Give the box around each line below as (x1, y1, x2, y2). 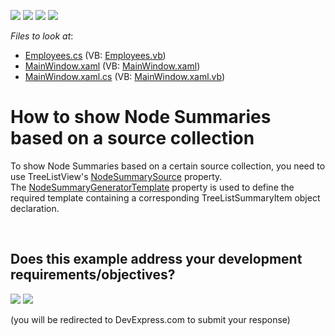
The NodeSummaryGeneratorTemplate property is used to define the (10, 181, 295, 193)
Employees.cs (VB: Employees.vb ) (24, 50, 167, 61)
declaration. (10, 202, 60, 214)
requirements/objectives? (10, 266, 176, 284)
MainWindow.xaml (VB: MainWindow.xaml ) (24, 60, 201, 72)
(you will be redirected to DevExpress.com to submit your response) (10, 313, 291, 325)
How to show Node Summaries (10, 106, 272, 129)
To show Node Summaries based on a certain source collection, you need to (10, 160, 326, 172)
